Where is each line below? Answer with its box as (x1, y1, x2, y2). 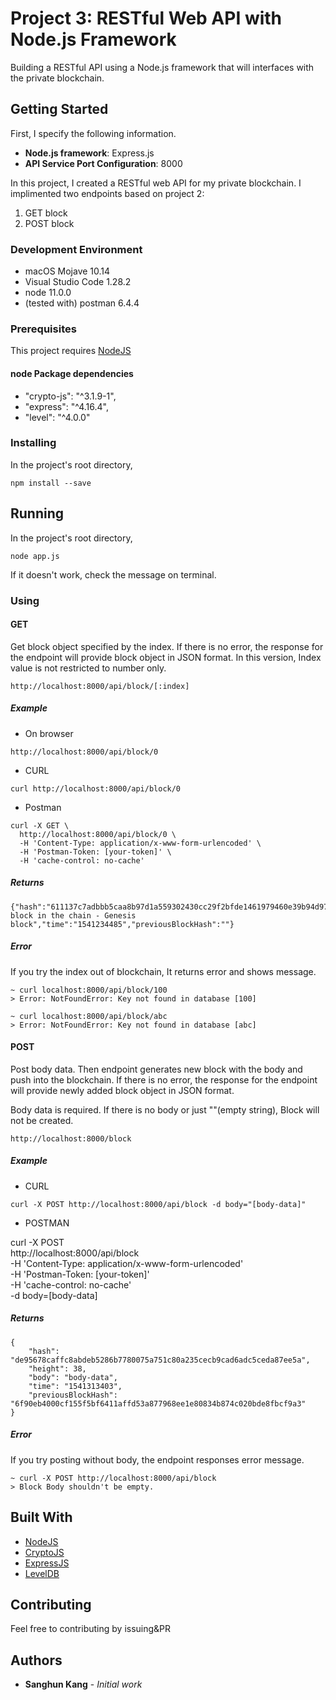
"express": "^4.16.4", (24, 400, 109, 412)
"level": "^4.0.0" (24, 411, 91, 423)
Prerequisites (10, 322, 77, 336)
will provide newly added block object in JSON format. (10, 1084, 235, 1096)
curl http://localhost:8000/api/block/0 (10, 783, 182, 794)
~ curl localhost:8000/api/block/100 (10, 985, 168, 995)
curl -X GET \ (10, 820, 70, 831)
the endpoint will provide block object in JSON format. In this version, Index (10, 651, 322, 663)
